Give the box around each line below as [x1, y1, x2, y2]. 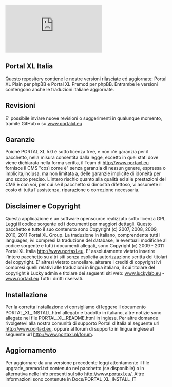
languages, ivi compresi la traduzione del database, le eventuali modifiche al [5, 237, 167, 243]
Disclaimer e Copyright [5, 202, 81, 210]
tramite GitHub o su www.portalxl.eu [5, 120, 82, 126]
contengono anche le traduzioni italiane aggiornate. [5, 86, 114, 92]
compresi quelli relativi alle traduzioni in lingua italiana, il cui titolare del [5, 264, 155, 271]
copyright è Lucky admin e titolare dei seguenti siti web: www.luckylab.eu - [5, 270, 164, 276]
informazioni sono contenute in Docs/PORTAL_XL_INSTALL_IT [5, 376, 137, 382]
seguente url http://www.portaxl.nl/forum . [5, 331, 93, 338]
